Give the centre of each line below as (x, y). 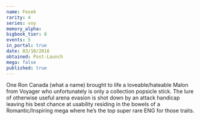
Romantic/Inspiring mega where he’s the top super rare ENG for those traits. (100, 111)
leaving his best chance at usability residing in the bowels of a (83, 104)
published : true (27, 68)
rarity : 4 (19, 17)
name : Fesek (21, 12)
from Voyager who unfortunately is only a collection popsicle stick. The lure (100, 92)
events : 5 (19, 40)
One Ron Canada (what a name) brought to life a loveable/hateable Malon (97, 85)
